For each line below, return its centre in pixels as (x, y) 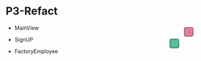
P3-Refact (32, 11)
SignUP (24, 39)
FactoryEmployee (36, 51)
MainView (27, 28)
